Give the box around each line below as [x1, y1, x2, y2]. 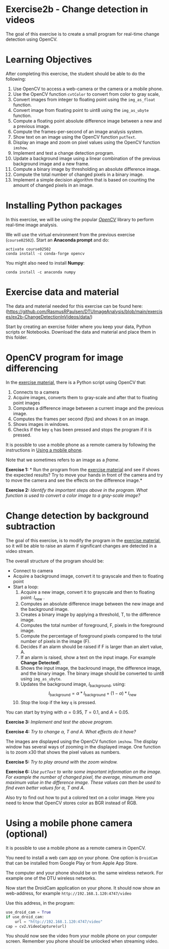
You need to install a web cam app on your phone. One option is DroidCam [6, 854, 158, 860]
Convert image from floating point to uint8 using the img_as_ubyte [13, 107, 149, 113]
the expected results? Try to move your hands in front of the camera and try [6, 472, 163, 478]
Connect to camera [13, 567, 53, 574]
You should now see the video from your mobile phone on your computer [6, 933, 157, 939]
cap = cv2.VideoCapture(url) [6, 924, 67, 929]
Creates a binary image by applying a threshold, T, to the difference [20, 611, 161, 618]
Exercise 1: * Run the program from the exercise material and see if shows [6, 466, 160, 472]
